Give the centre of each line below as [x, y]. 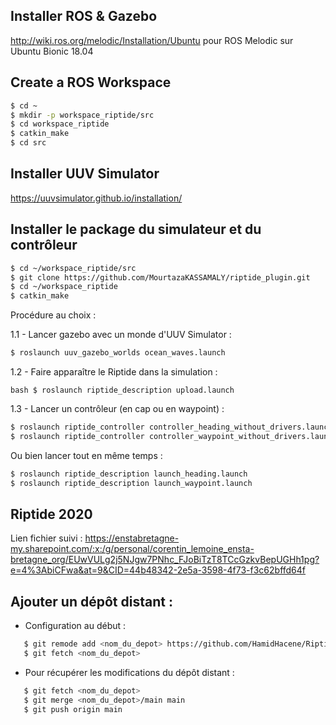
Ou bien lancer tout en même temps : [86, 455]
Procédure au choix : [53, 315]
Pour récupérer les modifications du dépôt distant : [129, 672]
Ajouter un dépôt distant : [91, 601]
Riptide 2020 [51, 514]
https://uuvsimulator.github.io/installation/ [96, 198]
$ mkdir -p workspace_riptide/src [82, 115]
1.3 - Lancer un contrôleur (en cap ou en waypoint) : [117, 408]
